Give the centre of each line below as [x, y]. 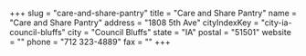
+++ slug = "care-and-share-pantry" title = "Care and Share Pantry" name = [153, 13]
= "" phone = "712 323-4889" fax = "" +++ [90, 42]
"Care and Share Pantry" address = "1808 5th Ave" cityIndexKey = [134, 23]
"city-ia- [276, 23]
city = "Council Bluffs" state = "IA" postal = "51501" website [179, 32]
